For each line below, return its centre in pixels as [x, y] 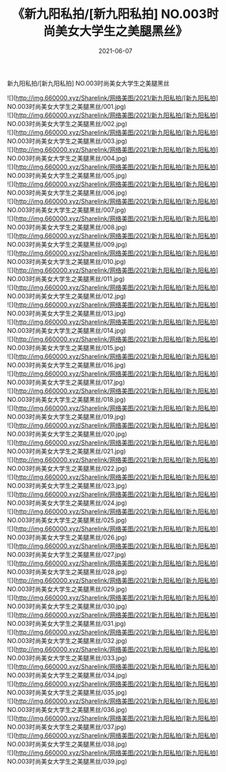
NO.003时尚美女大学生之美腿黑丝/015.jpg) [66, 347]
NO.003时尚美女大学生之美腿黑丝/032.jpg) [67, 640]
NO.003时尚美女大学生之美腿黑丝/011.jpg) [66, 278]
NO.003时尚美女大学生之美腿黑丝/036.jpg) [67, 709]
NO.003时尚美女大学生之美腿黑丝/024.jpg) [67, 502]
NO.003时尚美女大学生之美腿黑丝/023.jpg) [67, 485]
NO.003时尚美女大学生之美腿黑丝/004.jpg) [67, 158]
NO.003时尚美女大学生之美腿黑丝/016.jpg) [67, 365]
